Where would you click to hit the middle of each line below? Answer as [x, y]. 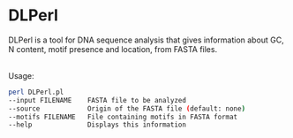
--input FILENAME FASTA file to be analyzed [98, 100]
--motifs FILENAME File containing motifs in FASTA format [123, 117]
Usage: [21, 75]
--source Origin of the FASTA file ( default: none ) [127, 108]
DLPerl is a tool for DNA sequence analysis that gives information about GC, [146, 40]
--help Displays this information [98, 125]
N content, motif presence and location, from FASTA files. [113, 49]
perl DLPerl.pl [36, 92]
